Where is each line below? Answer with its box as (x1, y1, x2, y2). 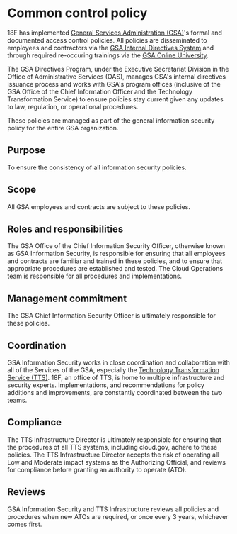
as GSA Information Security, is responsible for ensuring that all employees (7, 250, 226, 258)
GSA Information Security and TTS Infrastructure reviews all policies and (7, 505, 219, 513)
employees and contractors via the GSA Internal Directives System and (7, 43, 214, 52)
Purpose (7, 144, 46, 157)
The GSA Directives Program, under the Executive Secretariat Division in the (7, 65, 229, 73)
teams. (7, 396, 28, 404)
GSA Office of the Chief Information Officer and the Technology (7, 87, 193, 96)
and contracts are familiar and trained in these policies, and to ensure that (7, 257, 223, 265)
